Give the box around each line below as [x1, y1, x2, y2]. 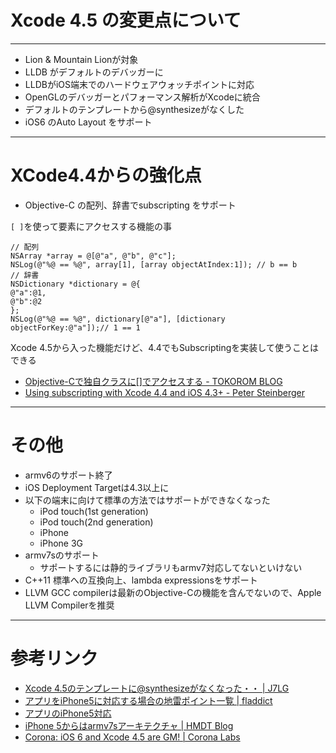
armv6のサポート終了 [24, 469, 113, 481]
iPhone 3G [39, 537, 84, 549]
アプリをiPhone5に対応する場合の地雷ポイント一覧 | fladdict [24, 694, 273, 706]
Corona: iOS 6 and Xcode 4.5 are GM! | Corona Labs [24, 731, 241, 743]
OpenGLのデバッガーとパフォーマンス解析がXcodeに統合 [24, 91, 261, 103]
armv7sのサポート [24, 549, 100, 561]
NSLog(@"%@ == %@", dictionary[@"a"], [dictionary [10, 314, 226, 324]
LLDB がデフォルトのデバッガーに [24, 66, 164, 78]
